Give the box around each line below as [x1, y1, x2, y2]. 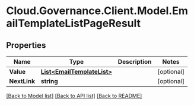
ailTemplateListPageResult [6, 17, 141, 30]
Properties [6, 40, 46, 50]
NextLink [9, 77, 36, 85]
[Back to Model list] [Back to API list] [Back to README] [6, 93, 142, 99]
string [40, 77, 58, 85]
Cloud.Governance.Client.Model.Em [6, 4, 189, 18]
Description [117, 58, 152, 65]
